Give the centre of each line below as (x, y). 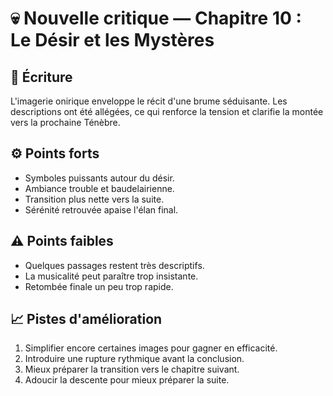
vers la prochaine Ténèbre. (65, 122)
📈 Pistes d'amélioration (86, 319)
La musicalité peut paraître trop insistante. (111, 276)
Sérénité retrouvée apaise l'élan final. (101, 209)
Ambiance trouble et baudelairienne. (99, 188)
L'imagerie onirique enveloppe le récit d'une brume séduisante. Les (149, 101)
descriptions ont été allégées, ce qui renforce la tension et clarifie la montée (167, 111)
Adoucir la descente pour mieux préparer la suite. (127, 380)
